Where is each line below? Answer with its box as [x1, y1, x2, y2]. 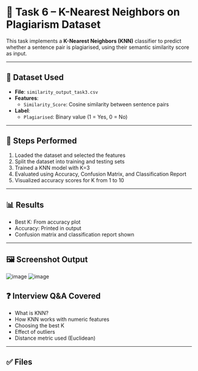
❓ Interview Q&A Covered [6, 291, 101, 301]
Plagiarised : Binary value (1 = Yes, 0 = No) [23, 113, 128, 120]
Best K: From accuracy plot [14, 218, 81, 226]
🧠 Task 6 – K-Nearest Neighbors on [6, 5, 180, 19]
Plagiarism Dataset [6, 18, 101, 31]
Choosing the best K [14, 322, 65, 329]
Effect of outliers [14, 329, 55, 335]
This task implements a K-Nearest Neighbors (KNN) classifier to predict [6, 37, 181, 44]
